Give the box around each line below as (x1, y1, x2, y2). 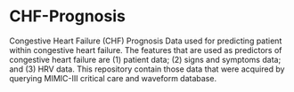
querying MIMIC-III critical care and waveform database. (9, 73, 216, 83)
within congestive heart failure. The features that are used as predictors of (9, 44, 282, 55)
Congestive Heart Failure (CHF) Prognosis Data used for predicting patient (9, 35, 282, 46)
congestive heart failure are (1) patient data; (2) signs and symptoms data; (9, 54, 282, 65)
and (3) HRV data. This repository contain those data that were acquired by (9, 64, 285, 74)
